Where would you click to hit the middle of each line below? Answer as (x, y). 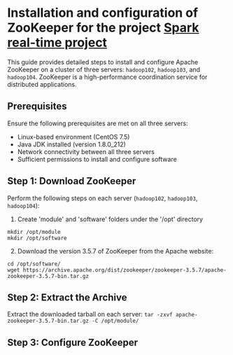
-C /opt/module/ (115, 321)
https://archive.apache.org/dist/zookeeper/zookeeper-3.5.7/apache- (125, 270)
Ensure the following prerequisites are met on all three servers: (98, 123)
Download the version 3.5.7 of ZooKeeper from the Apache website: (115, 251)
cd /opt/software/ (34, 264)
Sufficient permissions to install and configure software (97, 159)
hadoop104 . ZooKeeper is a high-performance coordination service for (107, 77)
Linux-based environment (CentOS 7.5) (73, 137)
